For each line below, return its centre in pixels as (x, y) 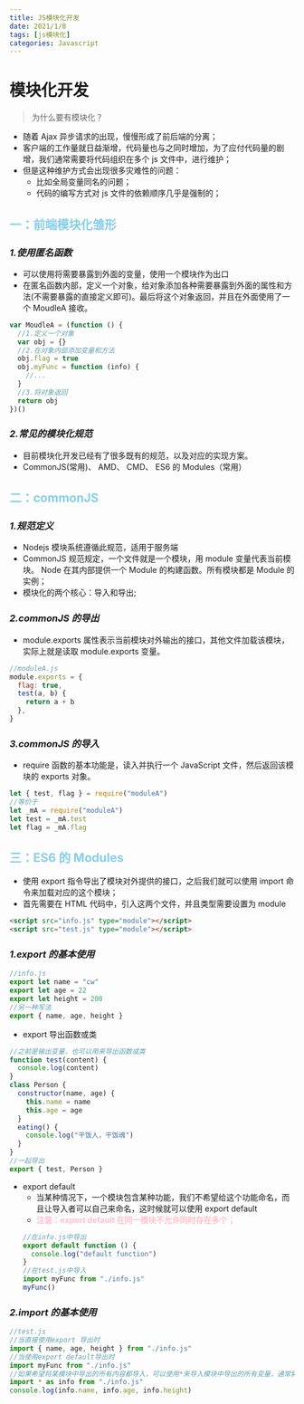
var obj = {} (42, 342)
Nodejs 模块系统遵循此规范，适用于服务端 (100, 548)
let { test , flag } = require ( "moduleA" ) (89, 794)
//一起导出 (27, 1161)
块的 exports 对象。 (59, 777)
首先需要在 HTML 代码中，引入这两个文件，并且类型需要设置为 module (154, 904)
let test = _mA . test (48, 819)
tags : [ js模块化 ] (40, 34)
